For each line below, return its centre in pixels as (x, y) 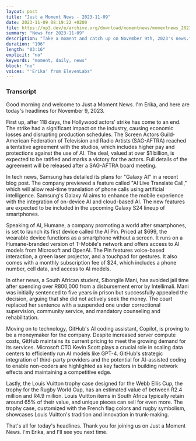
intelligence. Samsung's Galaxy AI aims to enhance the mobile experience (95, 195)
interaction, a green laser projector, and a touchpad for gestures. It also (92, 256)
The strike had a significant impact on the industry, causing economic (90, 128)
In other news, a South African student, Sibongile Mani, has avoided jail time (97, 280)
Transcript (21, 92)
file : (13, 28)
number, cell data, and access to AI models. (59, 269)
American (18, 140)
